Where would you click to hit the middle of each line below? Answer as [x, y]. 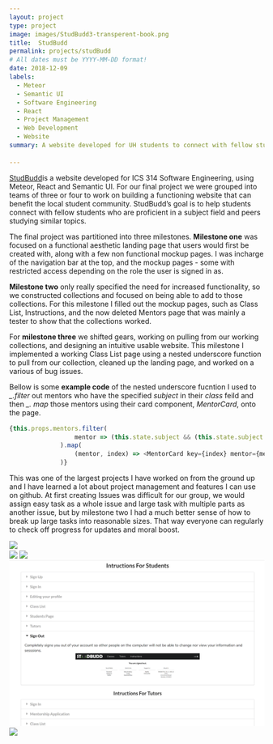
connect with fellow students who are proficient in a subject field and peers [135, 212]
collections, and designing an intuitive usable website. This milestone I [126, 345]
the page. [25, 412]
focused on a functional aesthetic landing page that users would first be [129, 245]
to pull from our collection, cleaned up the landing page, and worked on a [132, 362]
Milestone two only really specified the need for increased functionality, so [135, 287]
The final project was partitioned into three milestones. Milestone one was [134, 236]
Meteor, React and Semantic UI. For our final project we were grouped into [133, 186]
